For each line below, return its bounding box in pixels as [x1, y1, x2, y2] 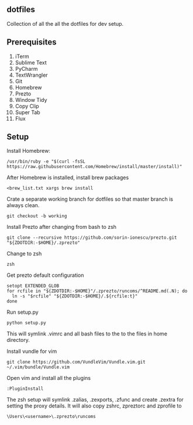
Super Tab [15, 108, 40, 116]
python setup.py [6, 320, 46, 326]
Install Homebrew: [6, 148, 50, 155]
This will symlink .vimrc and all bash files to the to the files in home [6, 330, 167, 337]
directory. [6, 337, 30, 344]
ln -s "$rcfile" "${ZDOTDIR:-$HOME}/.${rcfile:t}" [12, 293, 138, 299]
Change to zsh [6, 250, 42, 257]
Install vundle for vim [6, 348, 57, 355]
